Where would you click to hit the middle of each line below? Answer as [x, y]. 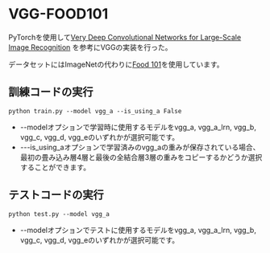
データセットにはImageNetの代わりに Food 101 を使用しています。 [116, 64]
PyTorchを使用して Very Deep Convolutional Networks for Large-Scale [125, 37]
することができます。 [55, 167]
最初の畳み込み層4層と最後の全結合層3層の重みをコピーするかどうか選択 [141, 157]
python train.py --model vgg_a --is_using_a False [95, 111]
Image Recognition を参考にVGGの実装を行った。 [90, 47]
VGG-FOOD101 [58, 14]
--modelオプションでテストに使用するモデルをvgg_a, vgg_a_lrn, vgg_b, [138, 230]
